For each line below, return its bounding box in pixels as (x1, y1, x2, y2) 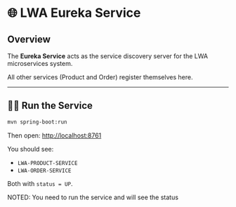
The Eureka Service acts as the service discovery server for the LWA (7, 52, 209, 60)
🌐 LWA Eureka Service (7, 5, 141, 21)
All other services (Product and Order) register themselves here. (7, 73, 193, 81)
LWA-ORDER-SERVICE (17, 167, 72, 174)
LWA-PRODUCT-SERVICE (17, 159, 78, 166)
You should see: (7, 145, 54, 153)
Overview (7, 33, 51, 45)
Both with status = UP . (7, 179, 73, 187)
